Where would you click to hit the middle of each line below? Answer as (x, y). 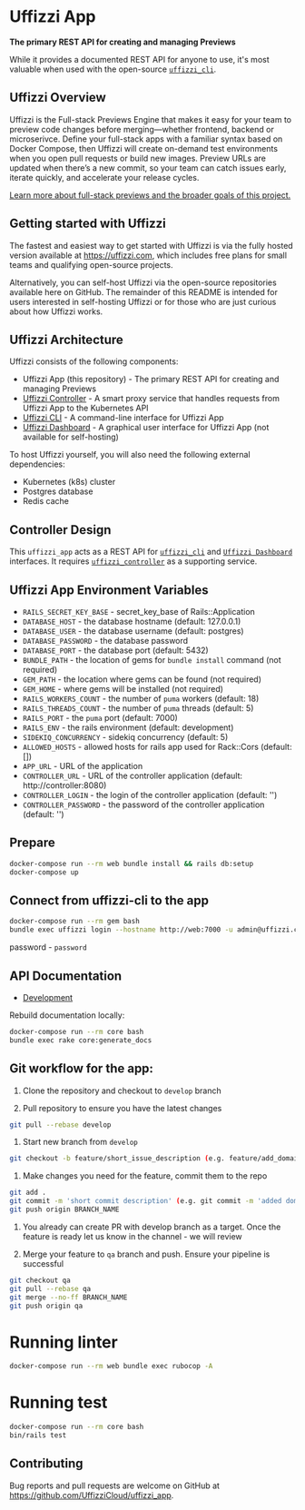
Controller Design (60, 530)
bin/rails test (38, 1436)
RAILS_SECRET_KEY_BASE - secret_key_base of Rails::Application (139, 612)
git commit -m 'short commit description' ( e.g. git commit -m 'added (146, 1201)
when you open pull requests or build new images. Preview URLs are (138, 158)
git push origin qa (46, 1306)
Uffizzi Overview (58, 98)
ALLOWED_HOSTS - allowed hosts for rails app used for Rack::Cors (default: (157, 747)
